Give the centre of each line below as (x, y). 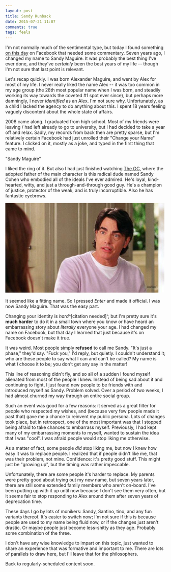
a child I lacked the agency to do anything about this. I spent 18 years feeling (85, 106)
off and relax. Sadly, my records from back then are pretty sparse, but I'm (82, 132)
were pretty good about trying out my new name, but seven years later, (80, 480)
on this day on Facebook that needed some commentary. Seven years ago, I (85, 53)
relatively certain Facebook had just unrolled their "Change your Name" (80, 138)
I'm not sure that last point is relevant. (45, 70)
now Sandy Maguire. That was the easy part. (52, 306)
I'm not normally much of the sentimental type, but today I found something (84, 48)
